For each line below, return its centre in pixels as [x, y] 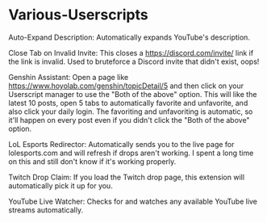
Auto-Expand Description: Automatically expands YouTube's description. [129, 37]
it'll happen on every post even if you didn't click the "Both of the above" [129, 120]
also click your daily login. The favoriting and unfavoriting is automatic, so [131, 111]
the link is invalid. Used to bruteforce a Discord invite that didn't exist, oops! [134, 61]
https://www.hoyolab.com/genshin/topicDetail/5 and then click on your [126, 86]
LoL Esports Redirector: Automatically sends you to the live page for [121, 144]
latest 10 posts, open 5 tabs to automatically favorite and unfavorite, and [128, 103]
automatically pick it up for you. [60, 185]
